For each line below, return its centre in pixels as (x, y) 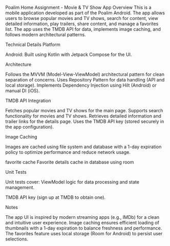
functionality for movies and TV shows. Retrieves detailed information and (83, 116)
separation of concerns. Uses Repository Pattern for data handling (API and (85, 80)
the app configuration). (29, 127)
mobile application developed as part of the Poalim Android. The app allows (85, 13)
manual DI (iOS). (23, 91)
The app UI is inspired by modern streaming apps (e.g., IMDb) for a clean (82, 217)
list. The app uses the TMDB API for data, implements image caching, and (83, 29)
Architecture (18, 64)
